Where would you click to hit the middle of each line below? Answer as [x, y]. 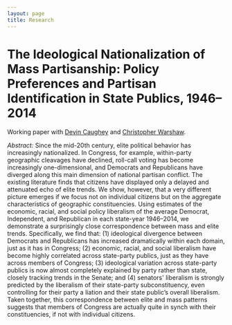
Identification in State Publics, [96, 98]
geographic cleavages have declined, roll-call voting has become [100, 160]
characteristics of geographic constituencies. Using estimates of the [105, 204]
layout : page [26, 13]
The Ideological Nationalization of [106, 54]
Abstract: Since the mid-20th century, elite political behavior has [99, 145]
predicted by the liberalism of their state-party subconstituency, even [106, 285]
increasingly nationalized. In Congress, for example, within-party [99, 153]
